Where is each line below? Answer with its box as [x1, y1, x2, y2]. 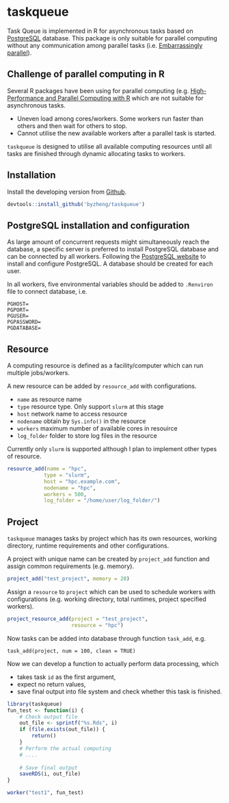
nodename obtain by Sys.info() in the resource [16, 417, 146, 425]
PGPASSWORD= [7, 319, 41, 326]
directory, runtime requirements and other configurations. [7, 541, 170, 550]
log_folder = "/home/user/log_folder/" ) [43, 497, 161, 504]
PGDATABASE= [7, 324, 41, 332]
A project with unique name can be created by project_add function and [7, 555, 210, 563]
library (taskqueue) [7, 700, 63, 707]
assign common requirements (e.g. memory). [7, 562, 135, 570]
